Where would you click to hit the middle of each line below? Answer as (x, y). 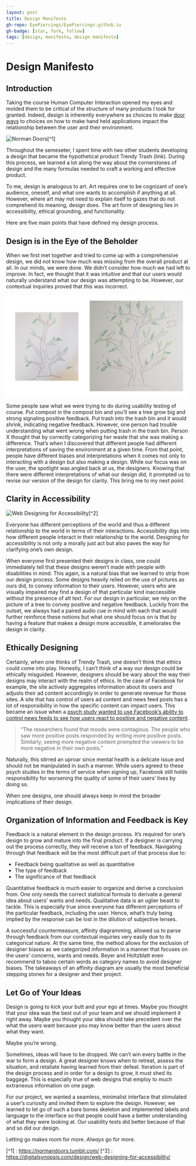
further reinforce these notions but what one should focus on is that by (91, 617)
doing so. (17, 784)
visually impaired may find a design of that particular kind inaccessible (91, 592)
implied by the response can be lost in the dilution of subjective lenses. (92, 919)
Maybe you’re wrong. (32, 1043)
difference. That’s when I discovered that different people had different (91, 443)
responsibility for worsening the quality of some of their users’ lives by (91, 778)
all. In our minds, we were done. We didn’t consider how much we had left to (98, 267)
